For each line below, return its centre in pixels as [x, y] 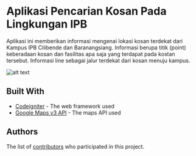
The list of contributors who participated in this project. [75, 146]
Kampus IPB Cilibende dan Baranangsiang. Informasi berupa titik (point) [96, 48]
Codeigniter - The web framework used [65, 106]
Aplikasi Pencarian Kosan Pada [86, 11]
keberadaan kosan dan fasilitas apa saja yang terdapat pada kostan [91, 54]
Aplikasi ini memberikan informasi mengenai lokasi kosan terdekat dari [95, 41]
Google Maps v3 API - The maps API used [68, 112]
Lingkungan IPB [47, 24]
